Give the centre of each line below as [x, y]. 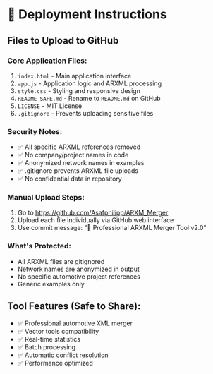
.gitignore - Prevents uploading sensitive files [85, 113]
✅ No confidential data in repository [69, 179]
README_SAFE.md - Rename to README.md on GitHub [89, 98]
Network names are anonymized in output [78, 269]
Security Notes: [35, 131]
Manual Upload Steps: [46, 198]
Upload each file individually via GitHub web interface [96, 220]
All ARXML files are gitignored [61, 261]
